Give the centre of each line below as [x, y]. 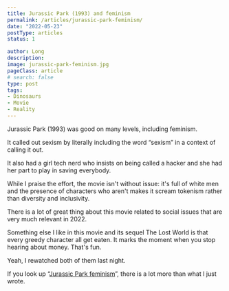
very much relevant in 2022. [47, 219]
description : [26, 58]
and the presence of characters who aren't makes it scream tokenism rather [115, 191]
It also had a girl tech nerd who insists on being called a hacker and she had [115, 163]
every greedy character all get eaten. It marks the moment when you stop [111, 239]
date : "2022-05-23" [35, 26]
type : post [23, 83]
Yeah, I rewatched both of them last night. [66, 260]
